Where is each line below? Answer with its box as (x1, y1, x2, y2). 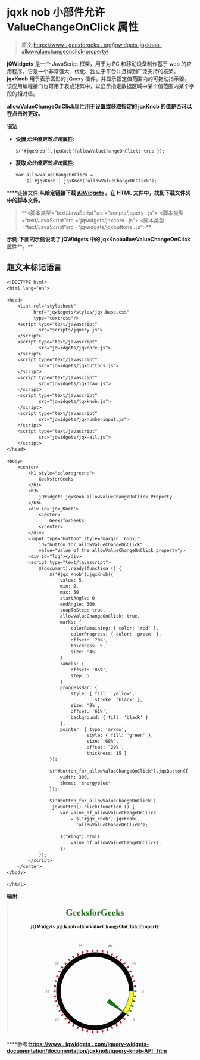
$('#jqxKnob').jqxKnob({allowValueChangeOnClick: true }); (15, 148, 165, 154)
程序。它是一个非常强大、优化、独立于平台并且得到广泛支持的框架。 (11, 67, 179, 75)
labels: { (60, 661, 85, 667)
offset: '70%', (70, 637, 109, 643)
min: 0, (60, 583, 79, 589)
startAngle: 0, (60, 595, 98, 601)
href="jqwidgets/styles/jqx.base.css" (33, 309, 130, 315)
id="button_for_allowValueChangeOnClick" (38, 541, 143, 547)
